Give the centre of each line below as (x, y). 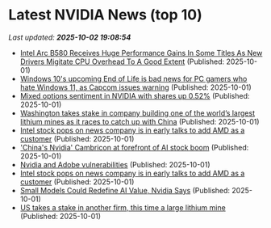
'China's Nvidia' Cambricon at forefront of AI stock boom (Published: (134, 147)
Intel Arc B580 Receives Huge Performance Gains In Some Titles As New (141, 53)
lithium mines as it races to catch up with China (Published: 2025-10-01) (140, 121)
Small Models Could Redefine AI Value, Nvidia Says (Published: (125, 190)
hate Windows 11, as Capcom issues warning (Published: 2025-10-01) (135, 87)
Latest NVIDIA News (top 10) (106, 15)
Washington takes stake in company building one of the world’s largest (138, 113)
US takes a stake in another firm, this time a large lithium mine (123, 207)
